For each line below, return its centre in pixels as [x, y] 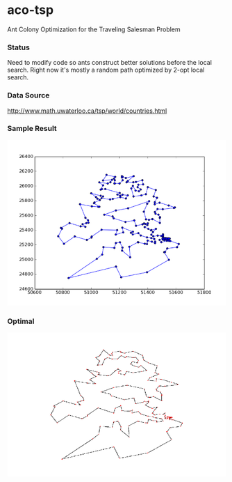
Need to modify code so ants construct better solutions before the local [109, 63]
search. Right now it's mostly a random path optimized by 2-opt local [106, 70]
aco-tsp [31, 10]
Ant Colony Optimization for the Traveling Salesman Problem [94, 29]
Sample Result [32, 129]
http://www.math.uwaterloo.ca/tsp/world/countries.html [87, 111]
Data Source [28, 95]
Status [18, 47]
